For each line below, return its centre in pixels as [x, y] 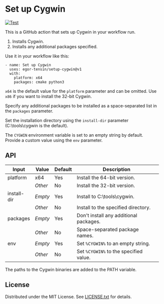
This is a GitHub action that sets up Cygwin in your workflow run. [70, 32]
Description [117, 169]
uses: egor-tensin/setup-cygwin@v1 [46, 69]
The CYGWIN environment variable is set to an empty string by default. [74, 135]
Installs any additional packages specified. [55, 46]
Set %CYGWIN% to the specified [110, 251]
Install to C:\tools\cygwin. [105, 196]
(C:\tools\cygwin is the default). [37, 125]
